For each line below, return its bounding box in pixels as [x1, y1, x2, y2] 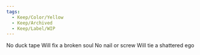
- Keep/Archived [12, 20, 53, 26]
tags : [6, 8, 20, 15]
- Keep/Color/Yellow [12, 14, 64, 20]
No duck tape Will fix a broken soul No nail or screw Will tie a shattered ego [6, 42, 195, 49]
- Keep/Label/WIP [12, 25, 56, 32]
